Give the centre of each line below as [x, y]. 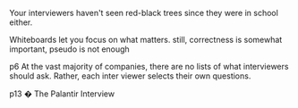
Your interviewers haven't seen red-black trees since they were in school [144, 13]
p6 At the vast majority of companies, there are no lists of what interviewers [149, 66]
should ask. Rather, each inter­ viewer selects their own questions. [130, 76]
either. [21, 22]
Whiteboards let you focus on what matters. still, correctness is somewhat [146, 40]
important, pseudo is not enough [69, 49]
